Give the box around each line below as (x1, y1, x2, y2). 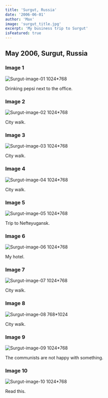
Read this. (5, 388, 26, 394)
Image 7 (5, 267, 25, 274)
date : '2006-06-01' (5, 12, 46, 17)
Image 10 (5, 367, 28, 374)
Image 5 (5, 199, 25, 206)
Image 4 (5, 165, 26, 172)
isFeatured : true (5, 31, 41, 36)
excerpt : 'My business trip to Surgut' (5, 26, 88, 31)
